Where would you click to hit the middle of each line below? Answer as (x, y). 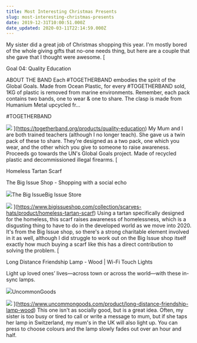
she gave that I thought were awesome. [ (56, 57)
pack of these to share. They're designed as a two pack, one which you (93, 141)
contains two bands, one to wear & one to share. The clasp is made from (94, 99)
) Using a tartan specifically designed (139, 213)
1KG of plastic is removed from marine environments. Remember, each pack (98, 92)
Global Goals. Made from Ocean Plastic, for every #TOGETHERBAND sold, (96, 86)
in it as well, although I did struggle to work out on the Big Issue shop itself (96, 238)
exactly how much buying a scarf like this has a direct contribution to (90, 244)
